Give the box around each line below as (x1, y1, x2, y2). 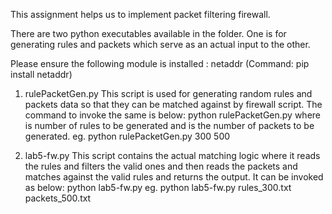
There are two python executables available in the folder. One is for (10, 28, 287, 39)
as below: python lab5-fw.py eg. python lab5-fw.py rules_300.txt (24, 182, 292, 193)
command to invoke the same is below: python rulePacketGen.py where (24, 109, 322, 121)
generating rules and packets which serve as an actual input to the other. (10, 39, 311, 50)
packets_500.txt (24, 192, 92, 204)
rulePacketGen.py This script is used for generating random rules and (24, 88, 313, 99)
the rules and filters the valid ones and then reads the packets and (24, 160, 298, 172)
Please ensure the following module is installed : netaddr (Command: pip (10, 58, 310, 69)
